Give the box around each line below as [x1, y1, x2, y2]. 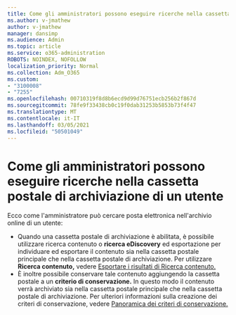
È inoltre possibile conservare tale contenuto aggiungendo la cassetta [17, 270, 220, 278]
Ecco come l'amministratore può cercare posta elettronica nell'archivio [7, 212, 212, 220]
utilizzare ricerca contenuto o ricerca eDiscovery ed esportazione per [17, 240, 221, 248]
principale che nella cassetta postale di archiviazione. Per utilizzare [17, 255, 212, 264]
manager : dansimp [7, 30, 58, 37]
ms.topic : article [7, 43, 61, 50]
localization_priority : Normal [7, 63, 99, 70]
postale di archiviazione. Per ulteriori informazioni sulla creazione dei [17, 292, 218, 301]
